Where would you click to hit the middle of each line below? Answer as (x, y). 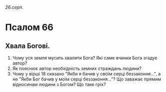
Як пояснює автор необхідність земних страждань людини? (77, 68)
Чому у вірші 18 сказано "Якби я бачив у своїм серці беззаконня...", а (86, 74)
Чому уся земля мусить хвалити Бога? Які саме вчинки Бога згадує (85, 58)
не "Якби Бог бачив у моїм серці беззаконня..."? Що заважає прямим (87, 79)
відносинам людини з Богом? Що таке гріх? (59, 84)
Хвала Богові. (27, 46)
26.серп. (14, 7)
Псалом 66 (29, 27)
